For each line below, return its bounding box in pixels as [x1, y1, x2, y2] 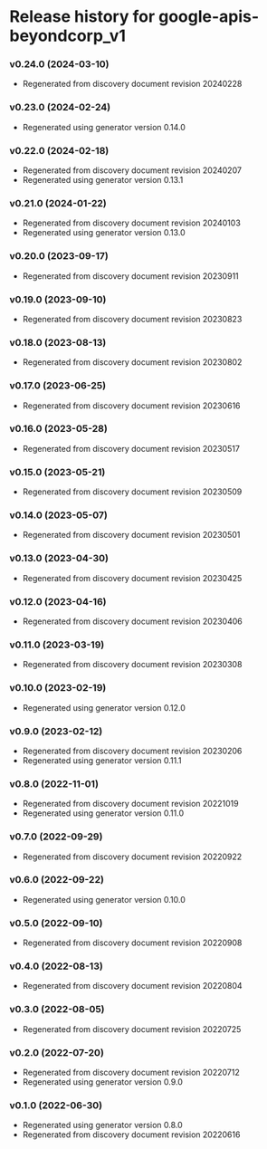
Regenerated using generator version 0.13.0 [22, 227, 186, 238]
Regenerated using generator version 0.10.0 [22, 894, 186, 905]
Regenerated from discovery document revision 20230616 [22, 400, 242, 411]
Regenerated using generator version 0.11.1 [22, 754, 183, 766]
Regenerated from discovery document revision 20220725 [22, 1023, 242, 1034]
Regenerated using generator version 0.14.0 [22, 121, 186, 132]
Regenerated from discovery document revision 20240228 [22, 79, 243, 90]
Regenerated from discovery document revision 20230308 [22, 659, 243, 670]
